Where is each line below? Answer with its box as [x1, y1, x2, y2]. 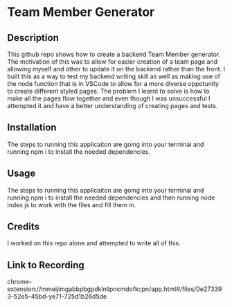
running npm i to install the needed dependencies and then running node [7, 193, 215, 202]
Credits [7, 221, 40, 233]
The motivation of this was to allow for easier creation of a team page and [7, 58, 218, 66]
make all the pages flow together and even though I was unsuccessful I [7, 94, 211, 103]
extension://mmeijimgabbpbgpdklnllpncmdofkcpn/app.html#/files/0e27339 [7, 285, 222, 293]
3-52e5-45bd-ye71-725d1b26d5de [7, 292, 107, 301]
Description [7, 32, 59, 44]
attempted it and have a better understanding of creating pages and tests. [7, 102, 218, 109]
